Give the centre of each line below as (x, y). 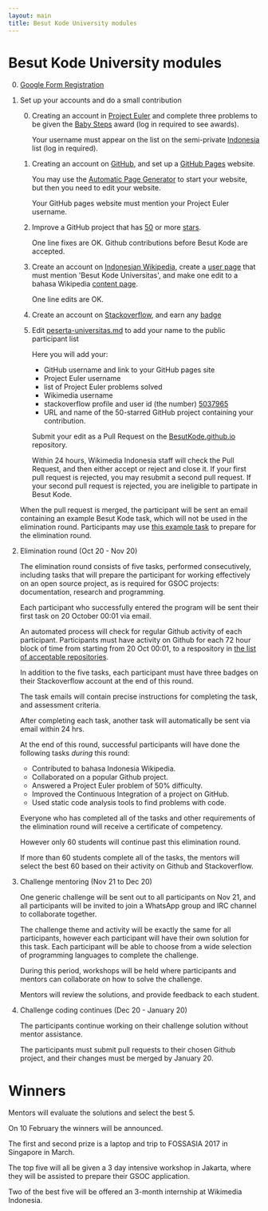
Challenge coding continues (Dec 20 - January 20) (103, 1010)
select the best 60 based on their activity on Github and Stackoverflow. (136, 866)
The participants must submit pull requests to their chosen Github (128, 1050)
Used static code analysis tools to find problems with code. (129, 803)
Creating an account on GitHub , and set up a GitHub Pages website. (143, 164)
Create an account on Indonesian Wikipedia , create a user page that (144, 267)
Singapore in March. (41, 1153)
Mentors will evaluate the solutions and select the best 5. (102, 1113)
